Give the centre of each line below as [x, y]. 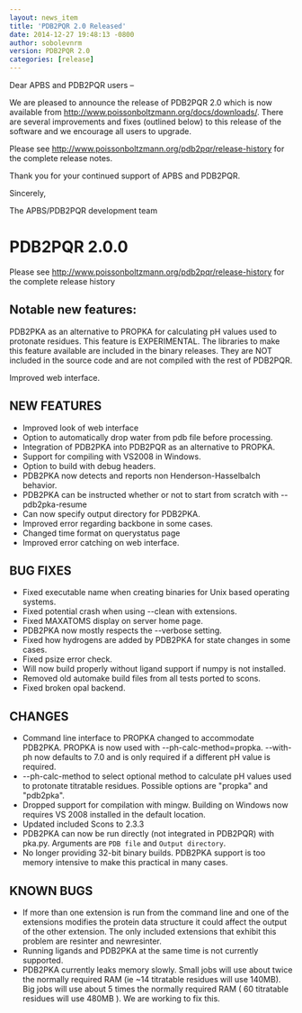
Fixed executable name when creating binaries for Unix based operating [156, 592]
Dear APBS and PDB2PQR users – [72, 85]
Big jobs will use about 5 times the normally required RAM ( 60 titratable [155, 989]
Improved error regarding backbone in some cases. [117, 523]
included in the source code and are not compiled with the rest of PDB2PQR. [151, 360]
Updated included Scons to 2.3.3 [83, 824]
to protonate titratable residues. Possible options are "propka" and [145, 786]
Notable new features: [73, 310]
